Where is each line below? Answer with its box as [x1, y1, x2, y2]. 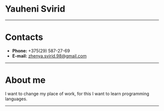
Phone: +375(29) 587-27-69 [12, 48, 70, 54]
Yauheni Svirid [5, 3, 65, 15]
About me [5, 74, 46, 86]
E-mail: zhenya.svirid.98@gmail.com [12, 53, 87, 59]
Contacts [5, 32, 43, 43]
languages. [5, 96, 28, 102]
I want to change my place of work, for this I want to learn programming [5, 91, 149, 96]
